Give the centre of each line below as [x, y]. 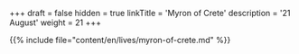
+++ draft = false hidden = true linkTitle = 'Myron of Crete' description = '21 [150, 13]
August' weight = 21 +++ [56, 22]
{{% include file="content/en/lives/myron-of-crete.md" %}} [120, 40]
